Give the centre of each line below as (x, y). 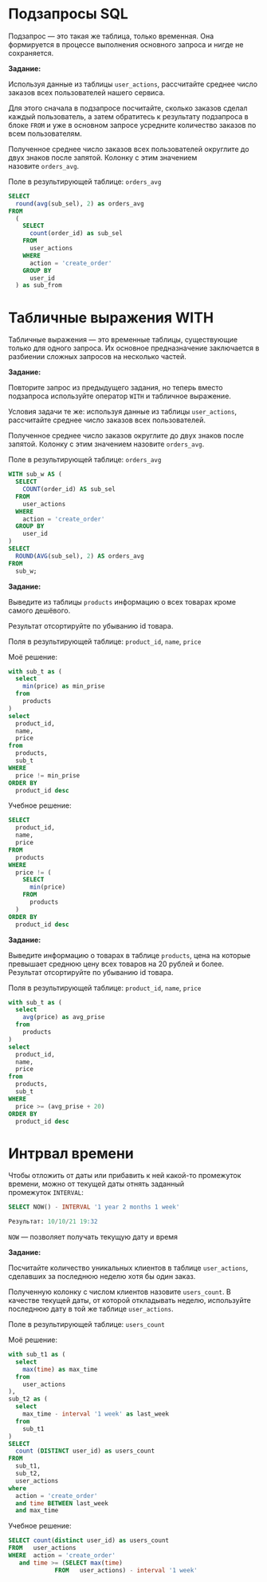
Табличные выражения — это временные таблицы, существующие (123, 340)
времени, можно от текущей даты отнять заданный (96, 1184)
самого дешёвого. (39, 610)
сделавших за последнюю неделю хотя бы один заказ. (102, 1276)
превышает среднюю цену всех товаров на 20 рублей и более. (116, 964)
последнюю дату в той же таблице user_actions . (91, 1309)
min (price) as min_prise (64, 686)
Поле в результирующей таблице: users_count (87, 1324)
